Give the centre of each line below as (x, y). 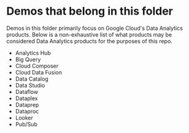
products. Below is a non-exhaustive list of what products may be (89, 34)
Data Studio (30, 85)
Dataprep (27, 104)
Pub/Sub (26, 124)
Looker (24, 118)
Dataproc (27, 111)
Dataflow (27, 92)
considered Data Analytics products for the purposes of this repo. (90, 41)
